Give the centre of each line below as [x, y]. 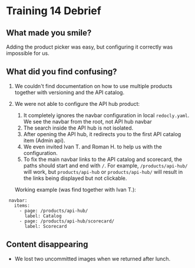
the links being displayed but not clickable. [75, 178]
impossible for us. [28, 53]
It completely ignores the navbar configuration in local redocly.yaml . [106, 115]
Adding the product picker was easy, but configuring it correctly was [90, 47]
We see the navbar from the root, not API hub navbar [87, 121]
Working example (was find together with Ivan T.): [75, 189]
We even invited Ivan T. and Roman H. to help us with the [92, 147]
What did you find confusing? [62, 72]
